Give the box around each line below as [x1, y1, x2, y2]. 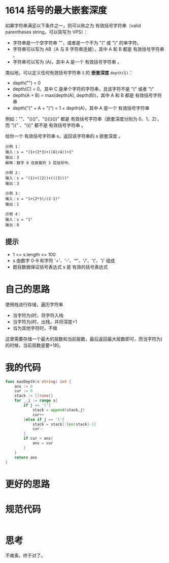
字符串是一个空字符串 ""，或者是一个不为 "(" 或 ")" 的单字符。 [12, 39, 142, 46]
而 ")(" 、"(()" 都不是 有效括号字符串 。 [5, 122, 86, 128]
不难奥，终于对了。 [5, 552, 46, 558]
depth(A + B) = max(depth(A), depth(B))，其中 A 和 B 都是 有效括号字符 [12, 92, 162, 98]
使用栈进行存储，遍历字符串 [5, 301, 63, 307]
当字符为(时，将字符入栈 [12, 312, 63, 318]
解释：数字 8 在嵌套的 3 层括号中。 [5, 160, 72, 166]
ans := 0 [14, 384, 33, 389]
